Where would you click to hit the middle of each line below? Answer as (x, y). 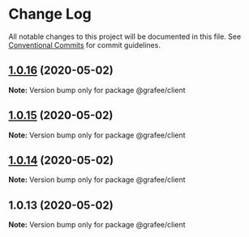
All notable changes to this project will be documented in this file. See (125, 36)
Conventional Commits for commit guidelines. (84, 44)
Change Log (50, 14)
